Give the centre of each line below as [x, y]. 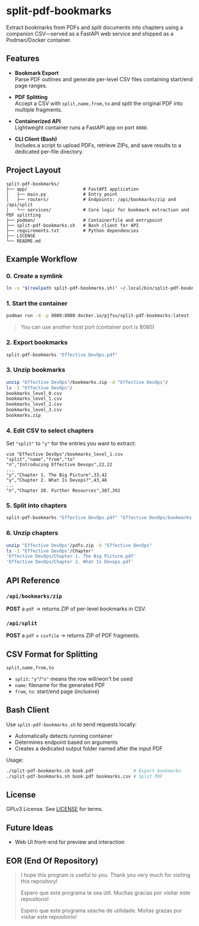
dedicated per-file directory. [49, 151]
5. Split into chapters [36, 505]
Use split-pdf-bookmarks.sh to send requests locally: [72, 724]
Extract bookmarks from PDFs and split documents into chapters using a [95, 27]
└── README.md [24, 241]
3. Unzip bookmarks [36, 370]
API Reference [33, 580]
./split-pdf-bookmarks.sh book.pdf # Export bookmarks [94, 771]
